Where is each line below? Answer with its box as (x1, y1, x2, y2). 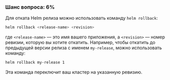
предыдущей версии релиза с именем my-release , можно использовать (5, 45, 162, 51)
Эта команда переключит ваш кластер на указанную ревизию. (5, 69, 143, 75)
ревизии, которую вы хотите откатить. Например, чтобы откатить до (5, 39, 156, 46)
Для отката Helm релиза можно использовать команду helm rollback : (5, 15, 158, 21)
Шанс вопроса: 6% (5, 4, 55, 11)
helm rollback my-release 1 (5, 60, 65, 65)
